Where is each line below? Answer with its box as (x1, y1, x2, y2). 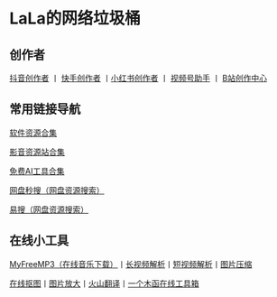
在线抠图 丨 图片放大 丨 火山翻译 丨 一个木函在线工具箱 (9, 277, 199, 289)
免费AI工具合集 (9, 165, 65, 176)
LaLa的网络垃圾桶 (9, 8, 142, 29)
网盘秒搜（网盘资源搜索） (9, 184, 105, 195)
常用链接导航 (9, 101, 81, 117)
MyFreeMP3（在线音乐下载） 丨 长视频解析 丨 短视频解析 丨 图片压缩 (9, 258, 253, 269)
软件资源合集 (9, 127, 57, 138)
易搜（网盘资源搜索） (9, 204, 88, 215)
